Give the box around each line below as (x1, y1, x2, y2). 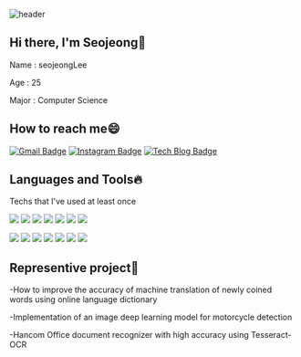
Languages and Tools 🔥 (9, 172, 143, 187)
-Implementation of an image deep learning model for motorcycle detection (9, 311, 293, 323)
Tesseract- (250, 330, 292, 341)
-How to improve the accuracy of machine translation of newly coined (9, 284, 273, 296)
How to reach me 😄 (9, 121, 120, 137)
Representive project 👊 (9, 260, 140, 276)
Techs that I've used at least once (9, 196, 137, 207)
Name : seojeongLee (9, 59, 88, 70)
